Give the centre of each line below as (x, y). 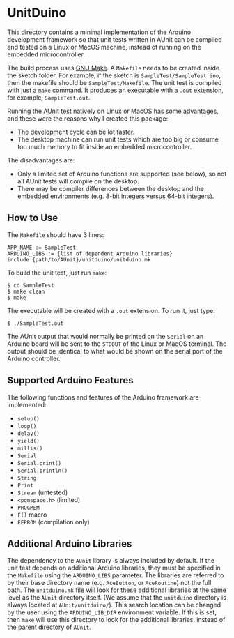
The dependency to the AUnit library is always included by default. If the (111, 561)
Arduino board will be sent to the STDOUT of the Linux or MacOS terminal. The (117, 344)
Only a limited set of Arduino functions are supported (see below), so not (122, 174)
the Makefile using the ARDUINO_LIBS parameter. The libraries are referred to (116, 575)
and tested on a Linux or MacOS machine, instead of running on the (104, 47)
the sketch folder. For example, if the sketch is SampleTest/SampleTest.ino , (114, 75)
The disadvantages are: (41, 160)
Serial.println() (42, 471)
